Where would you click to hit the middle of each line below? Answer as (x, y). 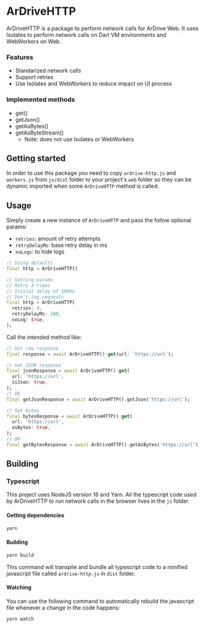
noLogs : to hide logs (40, 252)
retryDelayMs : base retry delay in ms (61, 245)
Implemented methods (41, 99)
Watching (19, 587)
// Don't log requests (35, 297)
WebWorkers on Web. (34, 41)
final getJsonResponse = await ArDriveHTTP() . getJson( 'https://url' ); (98, 399)
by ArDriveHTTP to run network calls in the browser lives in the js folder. (98, 501)
